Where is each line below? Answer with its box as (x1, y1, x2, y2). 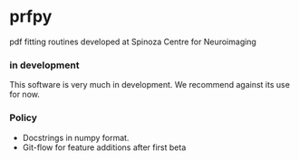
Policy (9, 111, 38, 124)
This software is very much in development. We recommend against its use (9, 80, 290, 90)
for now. (9, 89, 41, 100)
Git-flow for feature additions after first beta (22, 142, 187, 153)
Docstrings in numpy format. (22, 132, 130, 143)
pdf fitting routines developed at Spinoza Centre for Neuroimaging (9, 36, 256, 47)
